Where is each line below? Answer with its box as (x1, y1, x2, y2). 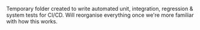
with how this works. (6, 18, 58, 25)
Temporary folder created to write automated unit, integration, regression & (6, 5, 193, 12)
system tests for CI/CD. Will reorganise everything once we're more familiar (6, 11, 195, 19)
